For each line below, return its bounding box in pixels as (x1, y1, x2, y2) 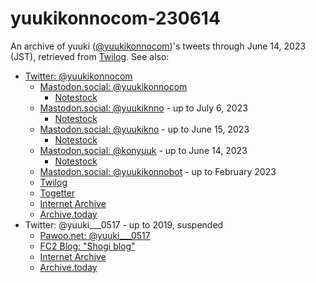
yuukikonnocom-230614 (10, 7, 221, 30)
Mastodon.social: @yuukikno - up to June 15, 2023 (39, 123, 250, 135)
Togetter (39, 187, 76, 199)
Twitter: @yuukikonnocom (24, 70, 133, 82)
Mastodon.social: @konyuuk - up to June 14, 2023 (39, 144, 248, 156)
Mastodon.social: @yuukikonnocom (39, 80, 188, 92)
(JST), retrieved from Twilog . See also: (10, 50, 170, 62)
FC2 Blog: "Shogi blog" (39, 240, 136, 252)
